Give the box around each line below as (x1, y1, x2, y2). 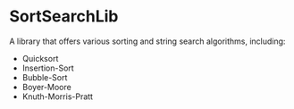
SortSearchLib (9, 6, 119, 27)
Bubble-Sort (21, 71, 68, 82)
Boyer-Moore (21, 81, 71, 92)
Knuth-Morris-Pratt (21, 91, 94, 102)
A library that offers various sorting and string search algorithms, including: (9, 36, 286, 46)
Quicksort (21, 53, 59, 63)
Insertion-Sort (21, 63, 74, 73)
